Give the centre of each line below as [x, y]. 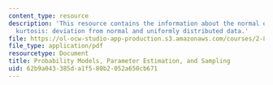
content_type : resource [49, 16]
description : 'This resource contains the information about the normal [134, 23]
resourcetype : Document [49, 53]
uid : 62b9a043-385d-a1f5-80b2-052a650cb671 [83, 69]
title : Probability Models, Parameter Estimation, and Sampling [119, 62]
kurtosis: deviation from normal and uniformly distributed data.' [132, 31]
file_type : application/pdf [56, 46]
